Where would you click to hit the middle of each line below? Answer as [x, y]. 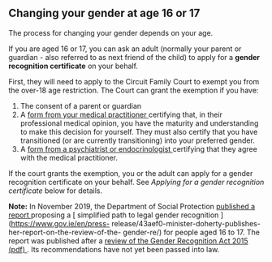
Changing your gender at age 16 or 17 [104, 13]
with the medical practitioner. [69, 157]
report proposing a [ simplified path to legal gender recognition [114, 215]
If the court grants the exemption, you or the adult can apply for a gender [131, 173]
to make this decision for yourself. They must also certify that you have [139, 131]
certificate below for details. [56, 191]
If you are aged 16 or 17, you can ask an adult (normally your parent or [125, 49]
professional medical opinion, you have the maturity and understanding [139, 123]
